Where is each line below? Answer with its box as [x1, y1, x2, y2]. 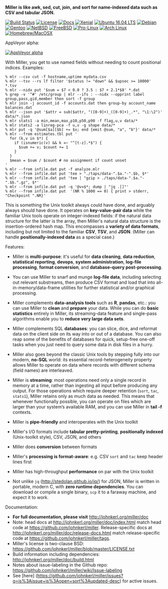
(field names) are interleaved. [12, 367, 74, 373]
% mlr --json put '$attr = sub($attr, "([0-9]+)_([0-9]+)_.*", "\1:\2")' [5, 110, 163, 115]
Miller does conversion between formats [12, 444, 97, 450]
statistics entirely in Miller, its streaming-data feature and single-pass [12, 310, 157, 316]
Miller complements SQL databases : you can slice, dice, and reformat [12, 325, 157, 331]
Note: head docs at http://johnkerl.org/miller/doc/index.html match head [12, 519, 161, 525]
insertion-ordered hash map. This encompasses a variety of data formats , [5, 223, 159, 229]
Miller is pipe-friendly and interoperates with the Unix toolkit [12, 419, 138, 425]
